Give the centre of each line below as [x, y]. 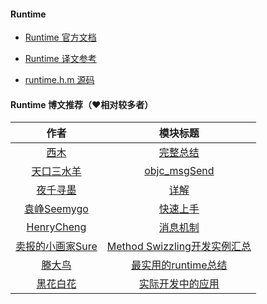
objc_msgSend [179, 171]
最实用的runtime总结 [179, 265]
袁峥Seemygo [56, 209]
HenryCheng [56, 227]
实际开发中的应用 [179, 284]
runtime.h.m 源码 [59, 80]
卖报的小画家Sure [56, 247]
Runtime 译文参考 [60, 59]
